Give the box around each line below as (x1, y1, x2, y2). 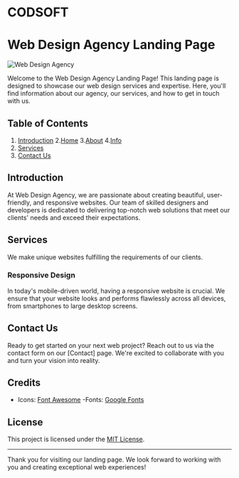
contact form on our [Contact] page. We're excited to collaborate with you (7, 349, 224, 357)
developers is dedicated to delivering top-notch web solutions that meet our (7, 205, 230, 214)
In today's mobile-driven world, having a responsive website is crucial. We (7, 286, 225, 295)
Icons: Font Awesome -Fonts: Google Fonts (17, 396, 144, 404)
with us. (7, 97, 31, 105)
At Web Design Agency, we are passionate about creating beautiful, (7, 190, 206, 199)
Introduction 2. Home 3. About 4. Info (17, 136, 122, 144)
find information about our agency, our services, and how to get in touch (7, 89, 220, 98)
